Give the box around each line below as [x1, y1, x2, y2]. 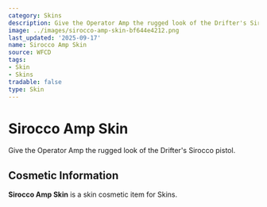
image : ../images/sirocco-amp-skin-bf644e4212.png [8, 26, 180, 34]
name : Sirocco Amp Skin [8, 41, 87, 49]
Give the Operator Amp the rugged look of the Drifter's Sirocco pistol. [8, 146, 236, 155]
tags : [8, 56, 26, 64]
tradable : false [8, 78, 62, 86]
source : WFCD [8, 48, 52, 56]
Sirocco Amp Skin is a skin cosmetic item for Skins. [8, 190, 178, 199]
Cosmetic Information [8, 168, 119, 182]
